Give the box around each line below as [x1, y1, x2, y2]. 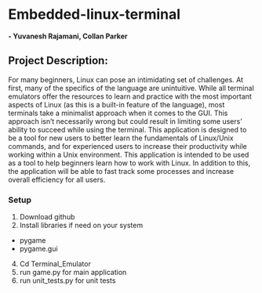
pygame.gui [19, 244, 58, 254]
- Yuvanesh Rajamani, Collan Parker [8, 31, 128, 41]
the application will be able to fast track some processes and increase [8, 166, 234, 175]
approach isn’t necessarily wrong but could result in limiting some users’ [8, 116, 242, 126]
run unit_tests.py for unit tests [19, 276, 116, 285]
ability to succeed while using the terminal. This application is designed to [8, 125, 247, 134]
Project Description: [8, 54, 108, 67]
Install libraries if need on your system [19, 221, 144, 230]
